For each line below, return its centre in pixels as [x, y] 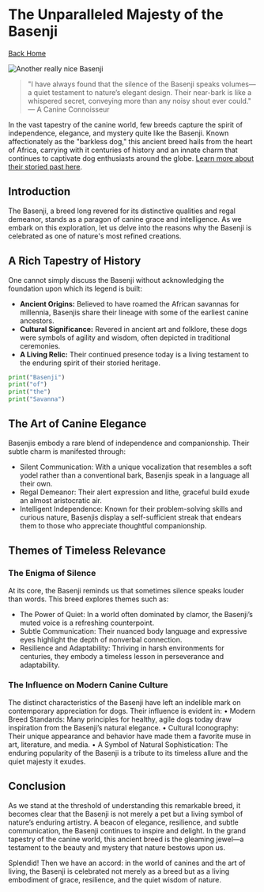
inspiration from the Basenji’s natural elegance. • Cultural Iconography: [124, 727]
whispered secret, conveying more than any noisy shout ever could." [139, 101]
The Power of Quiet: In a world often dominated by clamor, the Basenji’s [136, 614]
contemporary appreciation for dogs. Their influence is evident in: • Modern [132, 711]
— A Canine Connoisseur [68, 109]
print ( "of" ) [28, 385]
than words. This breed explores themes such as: [89, 599]
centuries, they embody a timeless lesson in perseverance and [122, 656]
